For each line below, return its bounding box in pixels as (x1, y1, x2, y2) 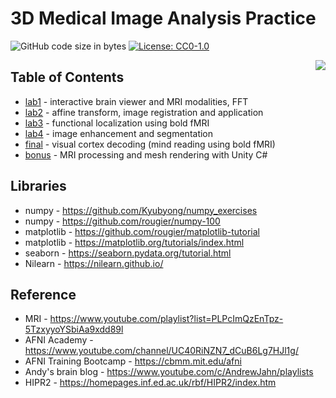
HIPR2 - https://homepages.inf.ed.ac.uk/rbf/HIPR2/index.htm (24, 377, 277, 389)
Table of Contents (10, 69, 125, 86)
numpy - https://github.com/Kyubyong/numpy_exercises (24, 204, 258, 216)
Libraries (10, 178, 67, 195)
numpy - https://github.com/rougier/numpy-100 (24, 215, 221, 227)
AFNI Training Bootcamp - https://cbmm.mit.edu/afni (24, 355, 242, 367)
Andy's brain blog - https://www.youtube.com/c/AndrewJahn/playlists (24, 366, 314, 378)
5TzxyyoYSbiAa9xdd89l (24, 323, 124, 336)
